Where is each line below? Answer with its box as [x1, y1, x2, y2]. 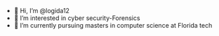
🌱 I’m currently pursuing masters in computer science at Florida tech [13, 21, 213, 29]
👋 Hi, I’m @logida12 [13, 7, 70, 15]
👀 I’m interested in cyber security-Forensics [13, 14, 140, 22]
